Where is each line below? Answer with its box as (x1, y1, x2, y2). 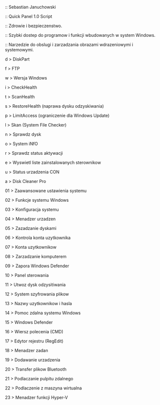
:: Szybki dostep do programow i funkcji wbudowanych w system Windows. (5, 32, 156, 38)
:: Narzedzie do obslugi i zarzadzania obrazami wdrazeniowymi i (5, 42, 133, 48)
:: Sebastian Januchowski (5, 4, 56, 10)
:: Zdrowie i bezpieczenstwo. (5, 23, 62, 29)
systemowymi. (5, 47, 34, 52)
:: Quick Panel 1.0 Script (5, 14, 52, 19)
